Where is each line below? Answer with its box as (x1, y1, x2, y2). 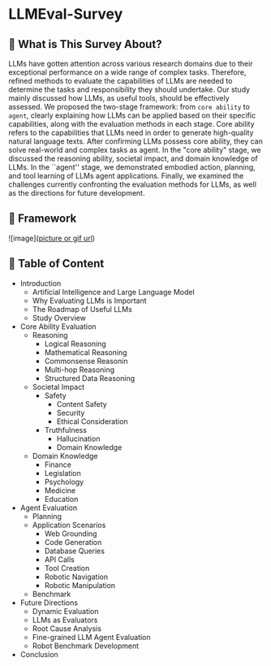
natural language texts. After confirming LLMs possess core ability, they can (8, 136, 264, 146)
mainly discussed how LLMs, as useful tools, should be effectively (8, 93, 230, 102)
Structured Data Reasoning (44, 373, 135, 383)
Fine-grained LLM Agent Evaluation (32, 632, 152, 642)
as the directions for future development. (8, 188, 145, 197)
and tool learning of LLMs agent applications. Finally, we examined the (8, 171, 244, 180)
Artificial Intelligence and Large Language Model (32, 287, 195, 296)
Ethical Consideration (56, 416, 128, 426)
